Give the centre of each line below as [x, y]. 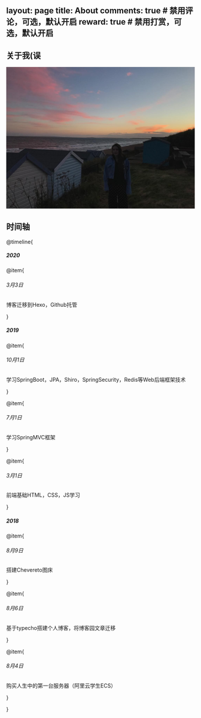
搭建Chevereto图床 [30, 570]
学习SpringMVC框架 [31, 438]
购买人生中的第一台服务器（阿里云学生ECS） [61, 686]
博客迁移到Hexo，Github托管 [42, 304]
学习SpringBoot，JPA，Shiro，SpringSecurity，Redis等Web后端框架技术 [96, 379]
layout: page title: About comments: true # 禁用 [96, 11]
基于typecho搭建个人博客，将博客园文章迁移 [61, 628]
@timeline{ [20, 242]
